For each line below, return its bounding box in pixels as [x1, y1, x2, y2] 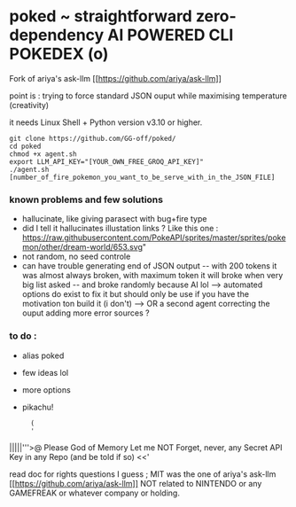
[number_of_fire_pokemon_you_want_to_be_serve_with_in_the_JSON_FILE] [9, 173, 276, 182]
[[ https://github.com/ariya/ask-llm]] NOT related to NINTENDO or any [9, 478, 262, 488]
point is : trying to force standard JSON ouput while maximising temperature [9, 90, 288, 101]
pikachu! [21, 402, 54, 412]
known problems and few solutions [9, 193, 164, 206]
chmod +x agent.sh [9, 149, 77, 159]
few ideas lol [21, 367, 69, 378]
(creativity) [9, 99, 50, 110]
